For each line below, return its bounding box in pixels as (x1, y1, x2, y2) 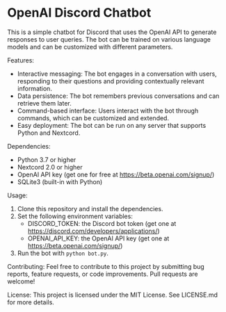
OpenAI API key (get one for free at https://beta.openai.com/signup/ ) (17, 170, 215, 179)
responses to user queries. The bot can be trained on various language (7, 35, 211, 43)
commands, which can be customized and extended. (17, 113, 169, 122)
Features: (7, 56, 35, 64)
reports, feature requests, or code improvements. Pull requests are (7, 270, 198, 278)
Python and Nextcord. (17, 129, 81, 137)
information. (17, 84, 52, 92)
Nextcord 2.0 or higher (17, 163, 83, 171)
